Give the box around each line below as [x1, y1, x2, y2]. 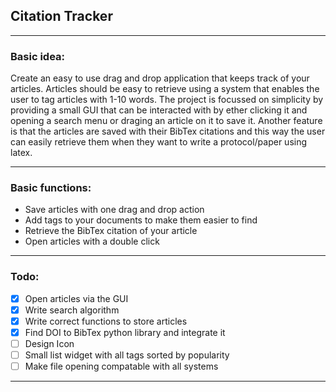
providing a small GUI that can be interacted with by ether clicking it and [10, 104, 308, 116]
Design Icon [24, 337, 75, 349]
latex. [10, 147, 33, 159]
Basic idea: [10, 49, 66, 63]
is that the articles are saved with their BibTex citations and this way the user [10, 125, 326, 138]
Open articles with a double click [24, 235, 160, 248]
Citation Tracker [10, 8, 113, 25]
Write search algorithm [24, 304, 120, 316]
